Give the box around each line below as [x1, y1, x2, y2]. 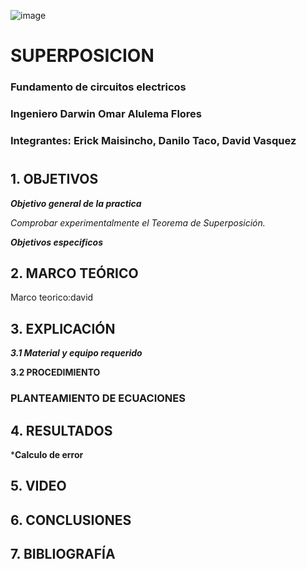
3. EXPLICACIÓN [10, 320, 116, 337]
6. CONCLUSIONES [10, 511, 132, 529]
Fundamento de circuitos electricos [10, 80, 187, 94]
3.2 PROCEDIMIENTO [10, 366, 101, 379]
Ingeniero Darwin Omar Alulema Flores [10, 107, 203, 121]
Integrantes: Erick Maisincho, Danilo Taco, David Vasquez [10, 133, 297, 147]
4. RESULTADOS [10, 422, 113, 439]
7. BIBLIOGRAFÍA [10, 546, 116, 563]
